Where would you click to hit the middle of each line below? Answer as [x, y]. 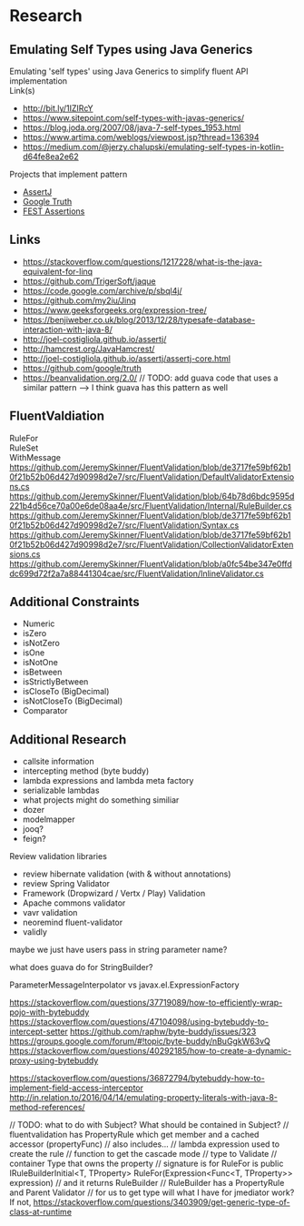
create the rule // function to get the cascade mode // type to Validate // [143, 1154]
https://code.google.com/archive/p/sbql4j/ [103, 290]
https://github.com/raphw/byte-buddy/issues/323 [163, 1032]
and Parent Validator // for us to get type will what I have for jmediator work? [152, 1192]
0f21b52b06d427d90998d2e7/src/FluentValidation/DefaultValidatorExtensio [152, 476]
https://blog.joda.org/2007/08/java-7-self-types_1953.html [132, 127]
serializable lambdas [61, 790]
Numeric [39, 623]
